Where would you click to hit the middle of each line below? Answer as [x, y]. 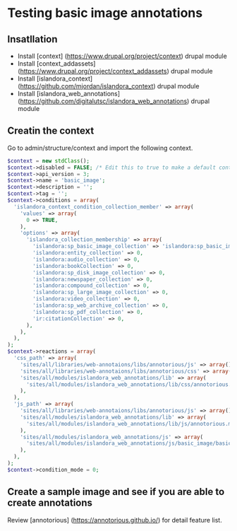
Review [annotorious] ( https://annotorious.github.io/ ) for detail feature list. [115, 520]
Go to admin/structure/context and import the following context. [100, 148]
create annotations [50, 503]
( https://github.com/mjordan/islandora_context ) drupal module [108, 86]
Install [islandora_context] [55, 78]
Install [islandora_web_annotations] [69, 94]
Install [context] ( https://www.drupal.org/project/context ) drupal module [122, 56]
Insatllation [32, 39]
